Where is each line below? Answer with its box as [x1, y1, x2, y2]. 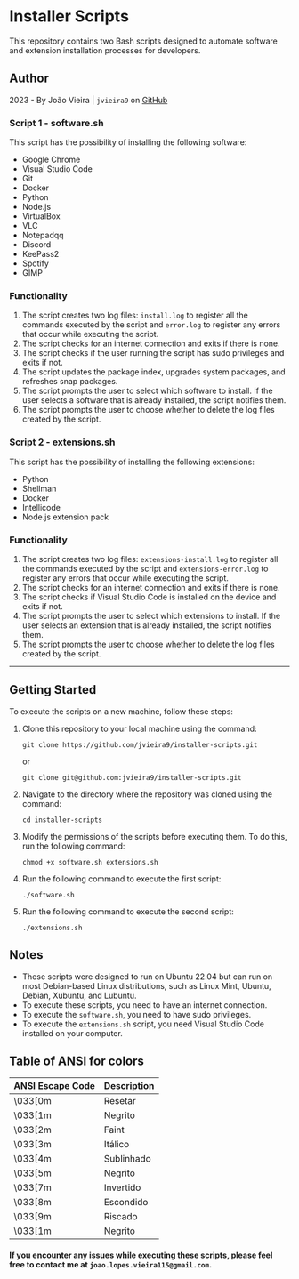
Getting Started [9, 682, 97, 697]
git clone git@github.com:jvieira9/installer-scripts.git [21, 773, 242, 782]
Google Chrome [21, 154, 81, 165]
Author [9, 71, 49, 86]
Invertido [103, 1181, 141, 1194]
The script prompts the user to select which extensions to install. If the [21, 610, 281, 621]
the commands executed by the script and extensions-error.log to [21, 563, 269, 574]
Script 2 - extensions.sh [9, 436, 116, 448]
